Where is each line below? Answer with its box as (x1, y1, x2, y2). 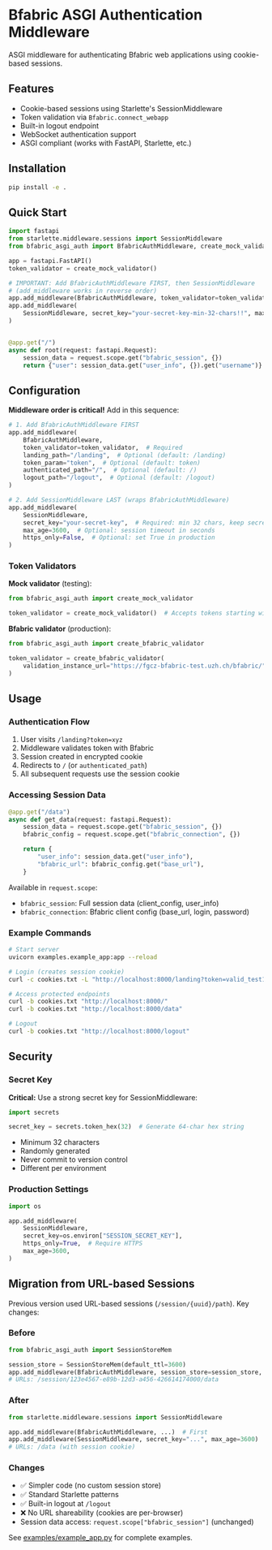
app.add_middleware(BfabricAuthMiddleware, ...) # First (8, 1427, 208, 1436)
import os (8, 1202, 42, 1211)
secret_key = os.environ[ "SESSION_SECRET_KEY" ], (23, 1232, 183, 1240)
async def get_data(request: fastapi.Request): (8, 815, 172, 823)
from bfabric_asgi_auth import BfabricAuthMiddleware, (8, 242, 198, 250)
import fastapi (8, 227, 60, 235)
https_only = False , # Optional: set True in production (23, 533, 216, 542)
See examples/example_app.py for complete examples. (8, 1533, 193, 1543)
